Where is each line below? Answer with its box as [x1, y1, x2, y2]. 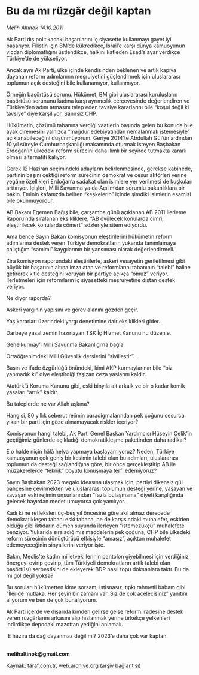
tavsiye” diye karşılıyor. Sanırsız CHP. [6, 110, 98, 117]
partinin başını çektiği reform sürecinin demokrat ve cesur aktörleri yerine [6, 171, 187, 178]
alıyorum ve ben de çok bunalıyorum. [6, 596, 97, 604]
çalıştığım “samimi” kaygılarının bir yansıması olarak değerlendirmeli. [6, 245, 175, 253]
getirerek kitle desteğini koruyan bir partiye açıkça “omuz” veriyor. [6, 270, 169, 277]
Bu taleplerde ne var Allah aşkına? [6, 400, 90, 407]
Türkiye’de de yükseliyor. [6, 55, 68, 62]
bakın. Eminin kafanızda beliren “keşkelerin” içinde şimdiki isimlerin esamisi [6, 190, 191, 197]
